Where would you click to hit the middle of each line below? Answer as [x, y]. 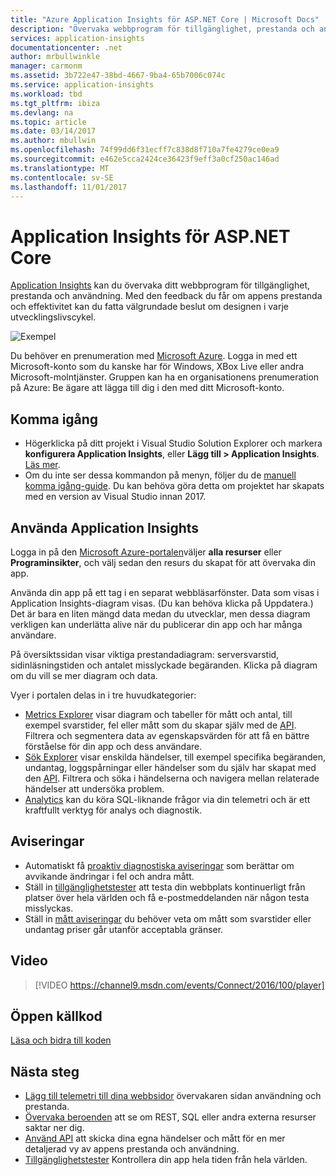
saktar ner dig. [54, 1128]
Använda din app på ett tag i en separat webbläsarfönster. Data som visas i [165, 592]
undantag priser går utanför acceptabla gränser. [124, 929]
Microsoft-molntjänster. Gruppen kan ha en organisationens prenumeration [165, 377]
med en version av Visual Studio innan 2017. [115, 497]
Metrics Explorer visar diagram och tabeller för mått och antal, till [158, 714]
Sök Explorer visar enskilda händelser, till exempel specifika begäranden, [175, 757]
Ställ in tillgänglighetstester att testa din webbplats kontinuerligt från [165, 887]
